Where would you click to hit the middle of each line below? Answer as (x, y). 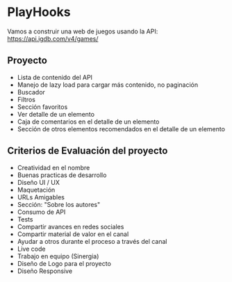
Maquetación (36, 190)
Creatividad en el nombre (53, 167)
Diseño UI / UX (39, 182)
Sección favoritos (42, 107)
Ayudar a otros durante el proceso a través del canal (92, 241)
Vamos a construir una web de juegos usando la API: (83, 31)
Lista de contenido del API (55, 77)
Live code (31, 249)
